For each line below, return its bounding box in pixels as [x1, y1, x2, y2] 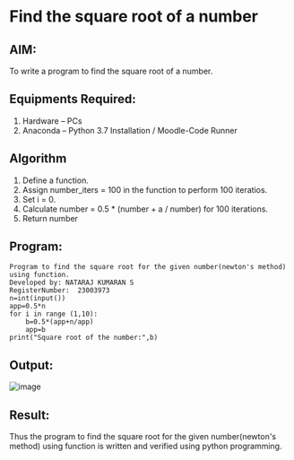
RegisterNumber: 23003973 [9, 286, 110, 295]
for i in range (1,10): [9, 309, 99, 319]
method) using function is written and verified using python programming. [9, 441, 282, 452]
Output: [9, 357, 54, 373]
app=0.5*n [9, 302, 47, 311]
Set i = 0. [22, 194, 56, 204]
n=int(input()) [9, 294, 66, 303]
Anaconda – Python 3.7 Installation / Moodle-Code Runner [22, 125, 238, 135]
